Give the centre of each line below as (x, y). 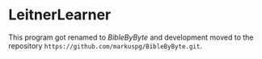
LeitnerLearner (60, 15)
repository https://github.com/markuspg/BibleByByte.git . (105, 45)
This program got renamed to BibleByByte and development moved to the (131, 37)
